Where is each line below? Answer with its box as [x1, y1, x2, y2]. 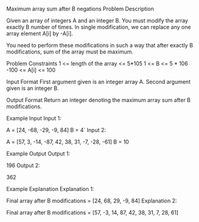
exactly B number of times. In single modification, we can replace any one [6, 24, 191, 30]
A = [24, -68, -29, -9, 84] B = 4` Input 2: [6, 127, 106, 133]
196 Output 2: [6, 162, 41, 169]
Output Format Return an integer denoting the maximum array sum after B [6, 97, 191, 103]
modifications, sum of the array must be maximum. [6, 48, 133, 55]
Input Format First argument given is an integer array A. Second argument [6, 78, 191, 85]
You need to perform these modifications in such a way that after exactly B [6, 42, 193, 49]
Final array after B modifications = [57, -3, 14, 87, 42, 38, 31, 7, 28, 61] [6, 209, 179, 216]
